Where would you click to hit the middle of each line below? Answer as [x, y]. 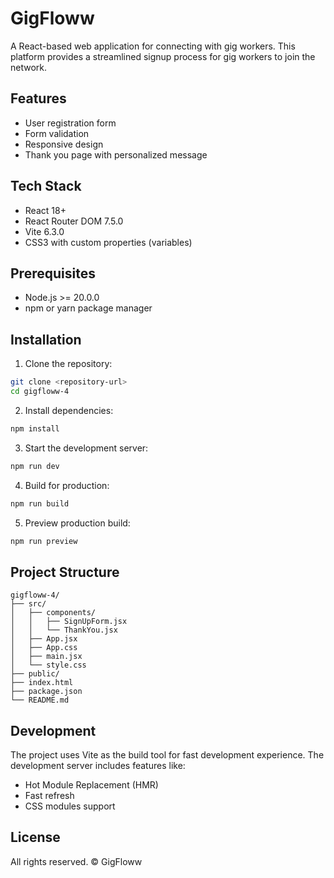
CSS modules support [70, 806]
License [35, 837]
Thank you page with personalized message [116, 154]
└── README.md [40, 700]
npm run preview [44, 541]
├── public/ [35, 674]
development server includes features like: [98, 766]
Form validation [57, 133]
